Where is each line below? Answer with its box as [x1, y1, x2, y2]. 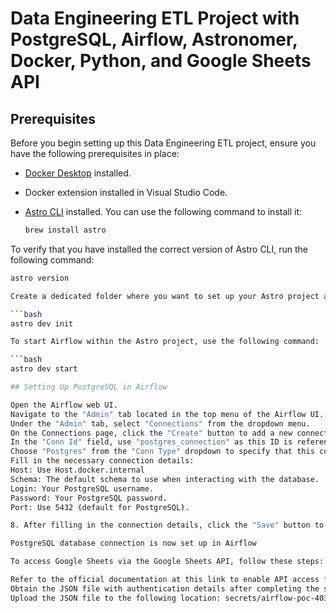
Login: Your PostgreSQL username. [10, 483, 155, 494]
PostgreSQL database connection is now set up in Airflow [10, 538, 257, 549]
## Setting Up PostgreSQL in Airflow [10, 382, 168, 392]
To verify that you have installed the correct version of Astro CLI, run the [10, 243, 309, 255]
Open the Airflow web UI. [10, 400, 118, 410]
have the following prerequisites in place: [10, 148, 180, 159]
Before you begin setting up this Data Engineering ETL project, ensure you [10, 137, 317, 149]
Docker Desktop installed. [24, 167, 132, 179]
